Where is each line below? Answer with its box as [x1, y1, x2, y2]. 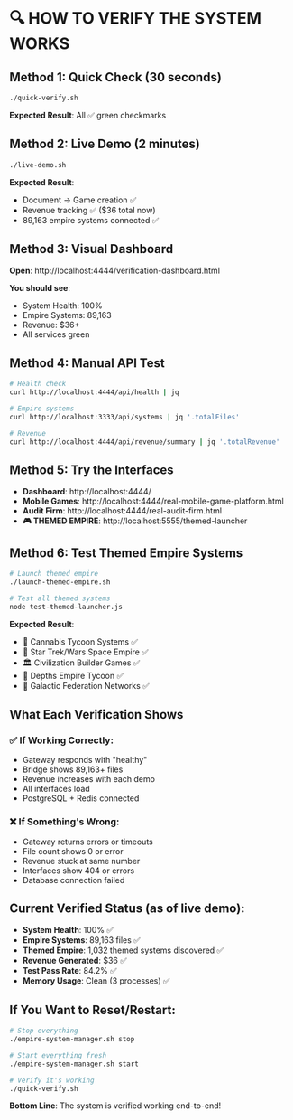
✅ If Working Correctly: [9, 734, 114, 747]
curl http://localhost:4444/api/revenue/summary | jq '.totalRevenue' [9, 437, 280, 447]
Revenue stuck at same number [22, 855, 141, 866]
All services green [22, 329, 90, 340]
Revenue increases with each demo [22, 774, 156, 785]
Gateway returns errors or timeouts [22, 836, 153, 847]
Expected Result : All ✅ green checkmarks [9, 109, 167, 120]
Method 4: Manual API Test [9, 355, 165, 371]
